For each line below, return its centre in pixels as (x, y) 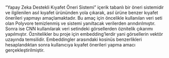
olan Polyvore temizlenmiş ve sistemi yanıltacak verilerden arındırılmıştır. (80, 23)
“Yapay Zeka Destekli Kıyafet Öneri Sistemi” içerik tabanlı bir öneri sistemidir (84, 7)
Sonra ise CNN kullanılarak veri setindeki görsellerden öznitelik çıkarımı (79, 29)
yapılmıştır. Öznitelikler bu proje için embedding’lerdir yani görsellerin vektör (84, 34)
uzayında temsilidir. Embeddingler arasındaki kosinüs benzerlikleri (74, 39)
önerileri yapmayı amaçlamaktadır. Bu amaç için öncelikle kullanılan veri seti (84, 18)
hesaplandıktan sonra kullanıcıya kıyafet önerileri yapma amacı (70, 45)
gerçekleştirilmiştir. (25, 50)
